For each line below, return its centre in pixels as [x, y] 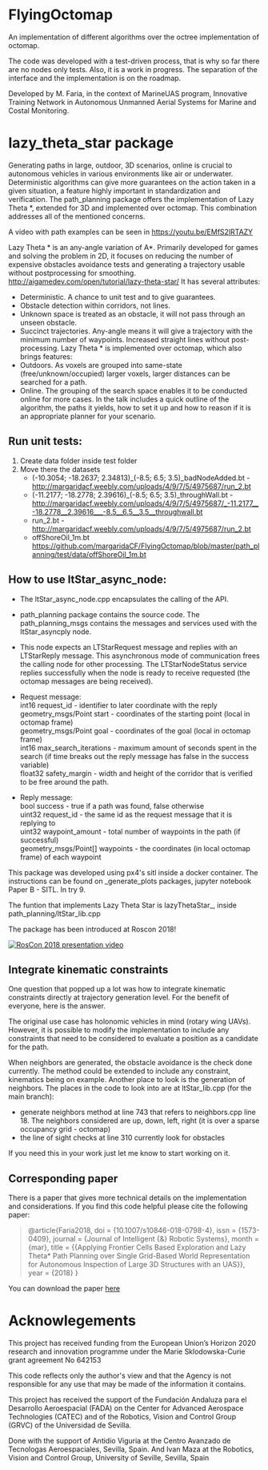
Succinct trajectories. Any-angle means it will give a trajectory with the [136, 331]
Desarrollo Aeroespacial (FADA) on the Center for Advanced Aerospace [126, 1408]
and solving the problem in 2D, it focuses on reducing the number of [121, 256]
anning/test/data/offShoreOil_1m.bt [89, 554]
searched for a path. [53, 382]
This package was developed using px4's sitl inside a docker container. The [133, 872]
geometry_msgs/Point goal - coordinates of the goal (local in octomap [135, 730]
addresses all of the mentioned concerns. [77, 216]
